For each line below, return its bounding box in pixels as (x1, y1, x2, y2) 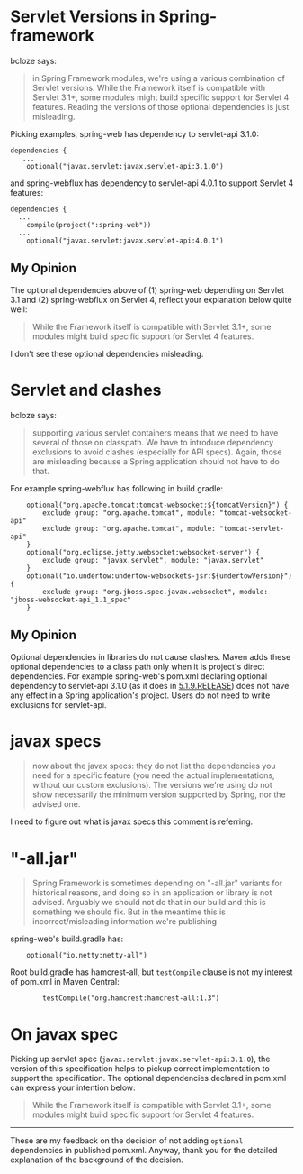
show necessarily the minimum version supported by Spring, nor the (31, 789, 286, 800)
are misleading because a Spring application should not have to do (31, 455, 280, 466)
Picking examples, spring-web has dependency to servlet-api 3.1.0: (10, 128, 260, 139)
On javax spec (10, 1023, 119, 1044)
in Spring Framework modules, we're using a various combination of (31, 72, 286, 83)
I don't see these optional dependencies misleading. (10, 348, 204, 359)
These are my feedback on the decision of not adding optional (10, 1135, 244, 1146)
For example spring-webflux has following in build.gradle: (10, 482, 224, 493)
